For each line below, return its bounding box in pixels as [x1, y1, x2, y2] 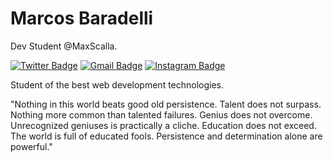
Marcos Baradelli [10, 7, 154, 30]
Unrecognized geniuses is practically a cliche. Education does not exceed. [10, 119, 317, 131]
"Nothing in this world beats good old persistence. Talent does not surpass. [10, 98, 322, 110]
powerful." [10, 140, 53, 152]
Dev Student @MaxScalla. [10, 40, 118, 52]
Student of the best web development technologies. [10, 78, 225, 91]
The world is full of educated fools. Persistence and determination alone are [10, 130, 323, 142]
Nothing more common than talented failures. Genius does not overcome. [10, 108, 313, 121]
